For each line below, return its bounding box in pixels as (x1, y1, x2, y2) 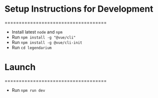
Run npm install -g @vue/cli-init (11, 39, 83, 45)
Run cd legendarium (11, 44, 52, 50)
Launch (4, 62, 36, 73)
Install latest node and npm (11, 29, 63, 35)
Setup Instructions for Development (4, 3, 154, 15)
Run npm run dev (11, 87, 45, 93)
